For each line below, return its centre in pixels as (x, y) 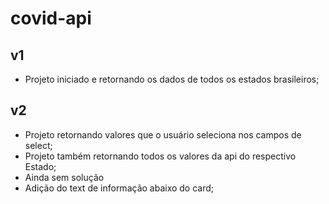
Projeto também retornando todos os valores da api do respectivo (160, 156)
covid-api (51, 18)
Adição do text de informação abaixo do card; (119, 188)
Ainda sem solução (64, 177)
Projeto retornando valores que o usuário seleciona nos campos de (163, 134)
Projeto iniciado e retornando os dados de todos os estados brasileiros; (172, 79)
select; (38, 145)
